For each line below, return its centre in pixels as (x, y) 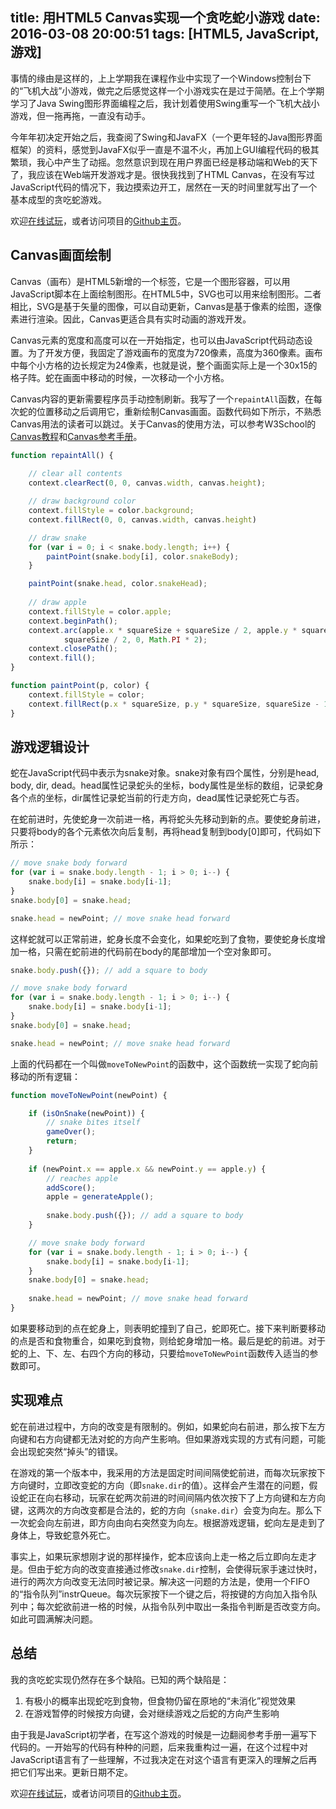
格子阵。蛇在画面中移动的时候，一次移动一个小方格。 (120, 377)
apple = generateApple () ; (100, 1197)
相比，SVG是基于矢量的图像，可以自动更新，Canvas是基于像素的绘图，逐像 (166, 306)
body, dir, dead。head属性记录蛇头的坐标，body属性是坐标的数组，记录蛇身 (167, 785)
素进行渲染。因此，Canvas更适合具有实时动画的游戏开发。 (131, 319)
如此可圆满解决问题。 (54, 1619)
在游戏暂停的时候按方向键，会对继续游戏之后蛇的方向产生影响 (152, 1713)
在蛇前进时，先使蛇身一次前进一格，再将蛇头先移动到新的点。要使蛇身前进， (168, 819)
